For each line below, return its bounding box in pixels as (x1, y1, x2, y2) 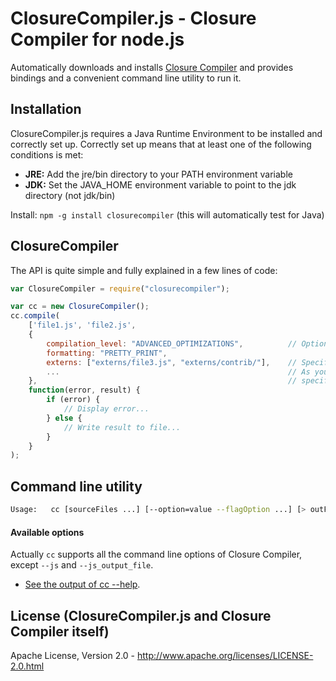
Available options (10, 526, 85, 538)
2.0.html (10, 660, 45, 672)
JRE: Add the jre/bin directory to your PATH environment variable (24, 168, 293, 180)
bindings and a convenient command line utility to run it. (10, 72, 242, 84)
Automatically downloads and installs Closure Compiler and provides (10, 61, 294, 73)
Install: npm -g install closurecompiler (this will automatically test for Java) (10, 208, 325, 221)
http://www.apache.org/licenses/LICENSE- (137, 650, 314, 662)
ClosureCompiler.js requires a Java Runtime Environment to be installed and (10, 127, 323, 139)
